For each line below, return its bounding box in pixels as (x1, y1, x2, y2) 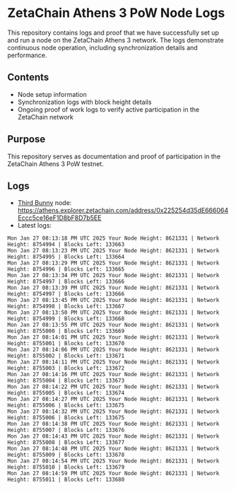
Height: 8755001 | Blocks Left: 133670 (7, 340, 125, 347)
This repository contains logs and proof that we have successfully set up (7, 28, 219, 37)
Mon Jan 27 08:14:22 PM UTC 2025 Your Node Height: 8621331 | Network (7, 383, 220, 390)
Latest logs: (17, 221, 52, 230)
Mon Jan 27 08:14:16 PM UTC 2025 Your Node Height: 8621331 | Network (7, 371, 220, 378)
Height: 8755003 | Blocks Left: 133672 (7, 365, 125, 372)
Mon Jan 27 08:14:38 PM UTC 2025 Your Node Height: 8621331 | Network (7, 421, 220, 428)
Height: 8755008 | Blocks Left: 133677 (7, 439, 125, 446)
